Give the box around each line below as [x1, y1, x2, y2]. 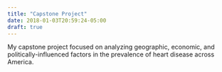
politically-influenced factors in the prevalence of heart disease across [7, 50, 215, 59]
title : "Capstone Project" [7, 10, 88, 18]
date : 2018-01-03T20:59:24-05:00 [7, 17, 107, 24]
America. [7, 58, 34, 66]
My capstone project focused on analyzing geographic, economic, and [7, 43, 215, 52]
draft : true [7, 23, 43, 30]
